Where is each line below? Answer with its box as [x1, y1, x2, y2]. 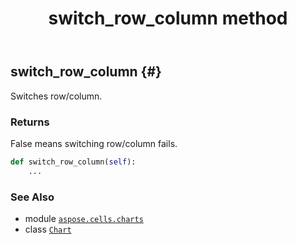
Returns [10, 115, 50, 129]
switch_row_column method [48, 7, 288, 30]
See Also [10, 190, 55, 204]
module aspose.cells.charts [24, 212, 144, 224]
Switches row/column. [10, 90, 103, 102]
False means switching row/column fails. [10, 137, 178, 149]
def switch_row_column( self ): [10, 157, 137, 167]
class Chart [24, 223, 72, 235]
